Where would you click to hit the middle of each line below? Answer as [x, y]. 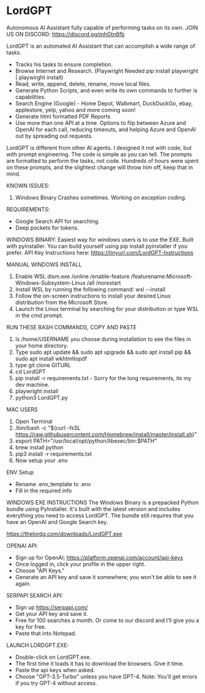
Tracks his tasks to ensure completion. [64, 64]
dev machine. [32, 384]
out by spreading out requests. [54, 136]
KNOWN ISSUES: [28, 185]
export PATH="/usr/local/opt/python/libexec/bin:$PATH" [86, 441]
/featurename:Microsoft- [162, 276]
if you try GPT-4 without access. [56, 683]
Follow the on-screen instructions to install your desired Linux [93, 296]
